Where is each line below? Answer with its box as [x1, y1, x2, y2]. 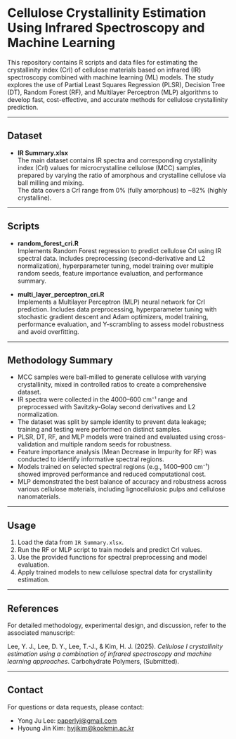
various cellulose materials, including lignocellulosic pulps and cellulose [17, 485, 226, 494]
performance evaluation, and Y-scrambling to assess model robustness [17, 320, 225, 328]
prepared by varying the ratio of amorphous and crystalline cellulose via [17, 171, 226, 179]
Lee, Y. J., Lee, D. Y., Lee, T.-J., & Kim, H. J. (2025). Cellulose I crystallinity [7, 642, 223, 650]
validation [17, 440, 46, 449]
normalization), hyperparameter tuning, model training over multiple [17, 262, 214, 270]
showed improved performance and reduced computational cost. [17, 470, 206, 479]
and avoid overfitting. [17, 327, 79, 335]
